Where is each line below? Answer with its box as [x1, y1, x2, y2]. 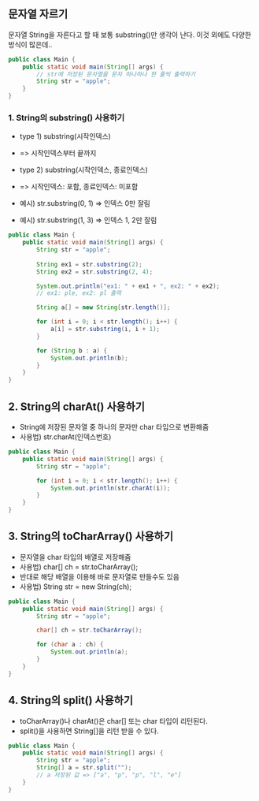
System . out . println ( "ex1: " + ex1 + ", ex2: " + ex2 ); [36, 282, 220, 290]
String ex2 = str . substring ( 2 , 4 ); [36, 267, 154, 276]
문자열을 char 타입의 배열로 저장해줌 [19, 552, 131, 561]
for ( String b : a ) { [36, 346, 108, 355]
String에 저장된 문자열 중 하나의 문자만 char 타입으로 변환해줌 [19, 423, 209, 432]
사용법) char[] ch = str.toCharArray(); [19, 562, 139, 572]
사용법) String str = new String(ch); [19, 582, 132, 591]
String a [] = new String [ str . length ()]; [36, 304, 171, 311]
